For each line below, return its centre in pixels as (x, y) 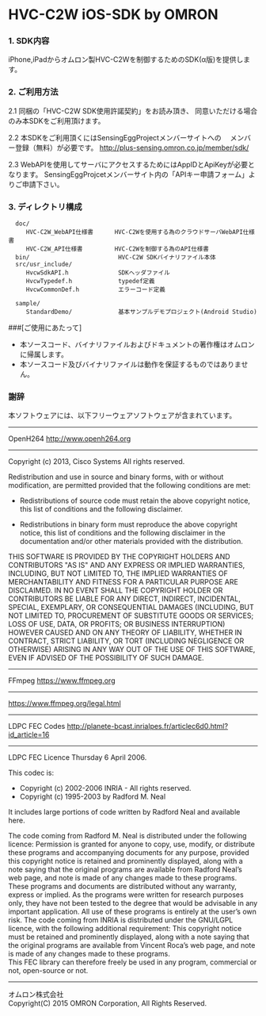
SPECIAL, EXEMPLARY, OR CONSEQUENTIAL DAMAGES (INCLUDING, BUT (131, 608)
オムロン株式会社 (36, 995)
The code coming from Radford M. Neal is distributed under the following (127, 836)
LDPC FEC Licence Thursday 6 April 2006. (78, 757)
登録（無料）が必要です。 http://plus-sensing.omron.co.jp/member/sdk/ (132, 148)
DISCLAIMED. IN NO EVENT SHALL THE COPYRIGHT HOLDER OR (116, 590)
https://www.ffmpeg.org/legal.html (65, 704)
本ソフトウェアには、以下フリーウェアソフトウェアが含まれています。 (122, 416)
